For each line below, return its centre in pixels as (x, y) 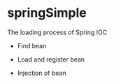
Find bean (32, 45)
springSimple (47, 13)
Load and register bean (51, 59)
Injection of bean (42, 73)
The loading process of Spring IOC (57, 32)
